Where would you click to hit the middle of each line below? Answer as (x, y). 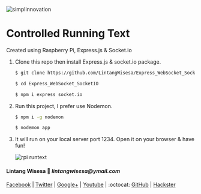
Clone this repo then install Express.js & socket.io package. (88, 62)
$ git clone (30, 73)
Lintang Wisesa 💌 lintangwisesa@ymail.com (63, 171)
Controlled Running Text (68, 34)
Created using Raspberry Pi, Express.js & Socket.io (69, 50)
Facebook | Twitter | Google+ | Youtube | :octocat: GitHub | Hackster (91, 184)
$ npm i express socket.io (49, 94)
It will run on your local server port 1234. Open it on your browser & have (105, 139)
